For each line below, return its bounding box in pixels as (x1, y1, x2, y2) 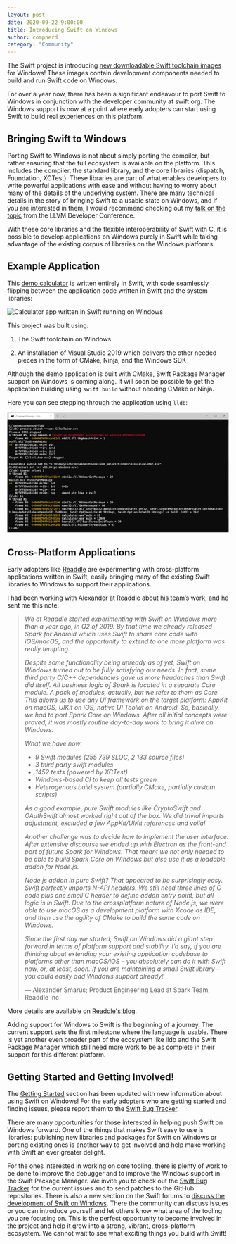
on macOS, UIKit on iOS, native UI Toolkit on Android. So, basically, (24, 703, 220, 712)
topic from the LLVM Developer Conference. (7, 211, 136, 220)
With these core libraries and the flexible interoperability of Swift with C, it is (7, 225, 227, 233)
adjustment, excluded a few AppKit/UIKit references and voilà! (24, 819, 206, 827)
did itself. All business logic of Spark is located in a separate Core (24, 681, 216, 689)
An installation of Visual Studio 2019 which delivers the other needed (17, 348, 217, 357)
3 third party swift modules (34, 760, 114, 769)
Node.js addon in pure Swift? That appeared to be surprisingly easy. (24, 877, 223, 885)
